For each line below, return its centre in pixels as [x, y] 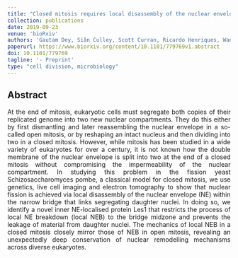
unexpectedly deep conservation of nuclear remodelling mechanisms [119, 240]
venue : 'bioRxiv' [33, 34]
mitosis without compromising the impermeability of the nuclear [119, 165]
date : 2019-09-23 [33, 27]
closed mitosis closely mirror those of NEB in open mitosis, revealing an [119, 232]
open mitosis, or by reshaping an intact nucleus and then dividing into [129, 134]
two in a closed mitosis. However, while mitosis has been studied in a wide [119, 142]
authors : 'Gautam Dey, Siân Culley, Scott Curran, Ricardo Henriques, [114, 40]
